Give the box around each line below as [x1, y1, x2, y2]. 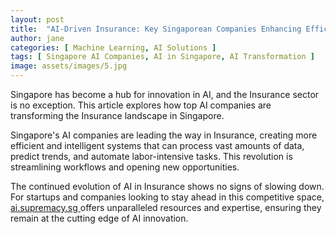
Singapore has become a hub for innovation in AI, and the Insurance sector [10, 89, 320, 100]
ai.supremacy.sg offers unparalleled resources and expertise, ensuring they [10, 202, 322, 213]
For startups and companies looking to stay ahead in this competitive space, [10, 191, 325, 203]
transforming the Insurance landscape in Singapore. [10, 110, 225, 121]
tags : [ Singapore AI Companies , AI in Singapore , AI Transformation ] [10, 52, 315, 62]
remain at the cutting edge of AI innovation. [10, 212, 189, 224]
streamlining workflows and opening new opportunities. [10, 161, 240, 173]
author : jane [10, 33, 65, 43]
